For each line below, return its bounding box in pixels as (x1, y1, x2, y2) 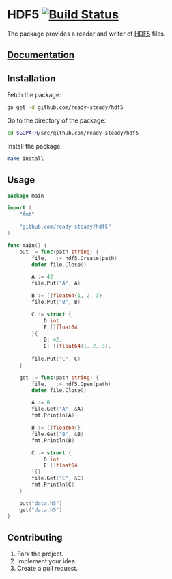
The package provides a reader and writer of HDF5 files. (7, 29, 166, 38)
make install (7, 155, 44, 162)
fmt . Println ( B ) (31, 437, 75, 444)
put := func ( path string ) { (19, 248, 99, 255)
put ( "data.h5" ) (19, 500, 63, 506)
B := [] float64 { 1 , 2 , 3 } (31, 292, 102, 299)
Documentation (7, 49, 75, 61)
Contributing (7, 531, 63, 543)
